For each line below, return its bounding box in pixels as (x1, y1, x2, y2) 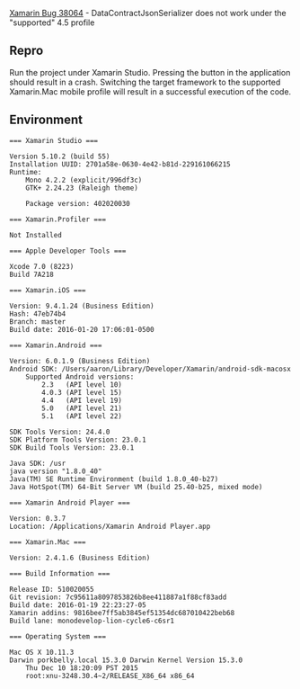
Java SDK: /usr (9, 459, 66, 468)
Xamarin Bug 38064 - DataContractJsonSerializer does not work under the (9, 8, 287, 18)
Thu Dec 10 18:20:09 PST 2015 (25, 663, 139, 673)
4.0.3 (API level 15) (41, 388, 123, 397)
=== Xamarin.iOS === (9, 285, 87, 295)
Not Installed (9, 230, 63, 239)
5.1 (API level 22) (41, 411, 123, 421)
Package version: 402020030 (25, 199, 130, 208)
